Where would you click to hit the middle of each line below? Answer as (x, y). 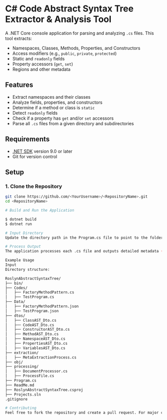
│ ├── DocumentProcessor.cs (37, 371)
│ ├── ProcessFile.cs (30, 376)
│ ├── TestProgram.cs (30, 297)
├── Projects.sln (23, 395)
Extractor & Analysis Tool (58, 19)
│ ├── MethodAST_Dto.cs (32, 334)
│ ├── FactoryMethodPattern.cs (40, 292)
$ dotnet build (21, 219)
